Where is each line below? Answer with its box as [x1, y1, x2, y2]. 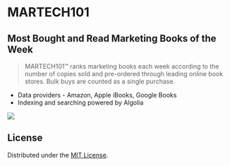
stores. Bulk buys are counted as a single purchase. [24, 77, 175, 85]
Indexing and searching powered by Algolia [17, 98, 144, 107]
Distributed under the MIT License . [7, 150, 109, 159]
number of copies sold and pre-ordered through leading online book [24, 70, 224, 78]
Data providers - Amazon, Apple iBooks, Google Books [17, 91, 177, 99]
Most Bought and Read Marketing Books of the [7, 32, 217, 45]
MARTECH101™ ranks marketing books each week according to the [24, 62, 219, 71]
